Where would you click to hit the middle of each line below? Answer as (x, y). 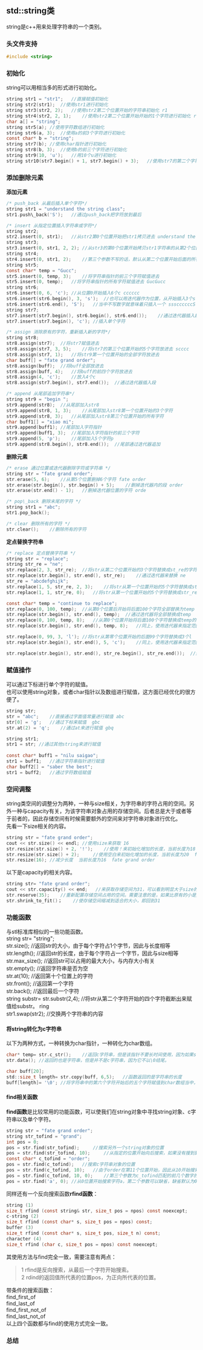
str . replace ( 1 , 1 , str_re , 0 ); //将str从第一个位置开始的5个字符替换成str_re (102, 592)
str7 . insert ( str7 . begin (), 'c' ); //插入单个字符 (66, 321)
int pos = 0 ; (23, 1142)
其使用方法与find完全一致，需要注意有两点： (61, 1257)
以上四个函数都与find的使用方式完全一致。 (59, 1323)
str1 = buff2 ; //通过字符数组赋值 (49, 772)
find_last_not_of (26, 1316)
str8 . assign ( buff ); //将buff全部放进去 (55, 366)
